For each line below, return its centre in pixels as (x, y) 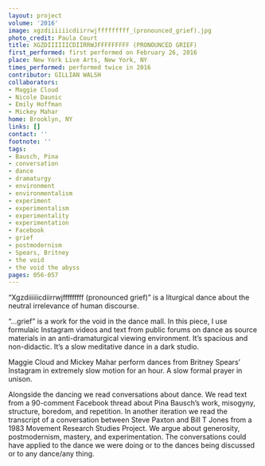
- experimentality (39, 216)
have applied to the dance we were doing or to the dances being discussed (132, 445)
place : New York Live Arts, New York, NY (78, 61)
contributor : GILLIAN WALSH (55, 75)
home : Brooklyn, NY (41, 119)
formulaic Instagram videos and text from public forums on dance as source (132, 330)
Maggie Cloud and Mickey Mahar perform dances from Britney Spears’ (125, 362)
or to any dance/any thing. (51, 454)
